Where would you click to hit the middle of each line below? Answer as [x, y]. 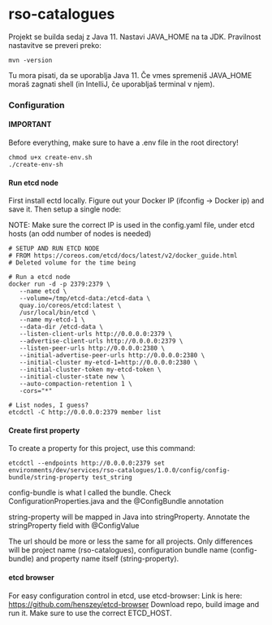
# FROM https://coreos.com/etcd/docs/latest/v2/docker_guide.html [123, 256]
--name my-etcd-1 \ [52, 320]
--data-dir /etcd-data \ [61, 327]
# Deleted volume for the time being [72, 263]
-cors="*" [36, 391]
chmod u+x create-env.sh [50, 158]
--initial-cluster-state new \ [72, 377]
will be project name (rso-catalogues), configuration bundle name [119, 550]
